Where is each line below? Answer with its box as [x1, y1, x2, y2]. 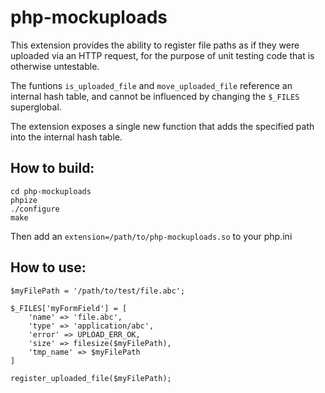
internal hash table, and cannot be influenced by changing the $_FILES [10, 90, 300, 102]
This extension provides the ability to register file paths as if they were [10, 39, 300, 51]
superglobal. [10, 101, 62, 113]
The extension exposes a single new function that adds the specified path [10, 120, 315, 132]
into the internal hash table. [10, 131, 123, 143]
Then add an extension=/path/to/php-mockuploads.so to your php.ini [10, 230, 293, 242]
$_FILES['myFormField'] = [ [10, 303, 128, 313]
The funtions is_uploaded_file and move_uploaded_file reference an [10, 79, 293, 91]
